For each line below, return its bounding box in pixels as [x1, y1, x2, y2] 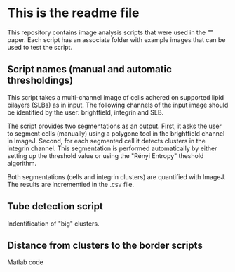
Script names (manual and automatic [7, 63, 172, 75]
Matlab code [7, 258, 43, 266]
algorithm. [7, 159, 37, 167]
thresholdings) [7, 75, 74, 86]
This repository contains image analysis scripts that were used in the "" [7, 28, 214, 37]
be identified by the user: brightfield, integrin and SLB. [7, 108, 164, 117]
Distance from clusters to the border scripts [7, 239, 203, 251]
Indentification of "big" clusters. [7, 219, 100, 228]
